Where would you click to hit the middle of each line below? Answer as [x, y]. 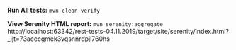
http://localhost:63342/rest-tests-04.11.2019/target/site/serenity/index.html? [118, 31]
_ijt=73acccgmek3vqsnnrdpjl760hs [58, 39]
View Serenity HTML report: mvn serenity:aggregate [85, 24]
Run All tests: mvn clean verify [54, 10]
